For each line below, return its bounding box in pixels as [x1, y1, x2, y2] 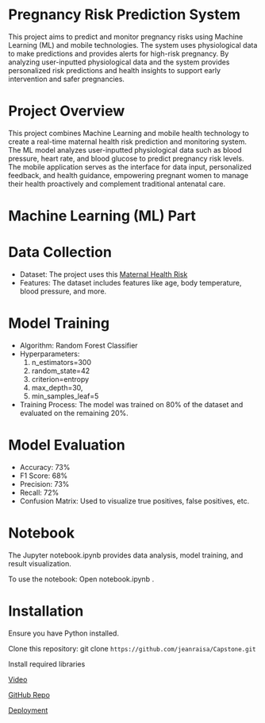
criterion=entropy [31, 374, 90, 383]
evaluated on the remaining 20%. [19, 408, 129, 418]
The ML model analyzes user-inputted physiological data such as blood [8, 145, 242, 154]
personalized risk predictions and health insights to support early [8, 65, 221, 75]
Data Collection [8, 243, 113, 262]
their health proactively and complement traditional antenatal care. [8, 179, 226, 189]
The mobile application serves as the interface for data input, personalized [8, 161, 252, 172]
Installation [8, 602, 84, 620]
